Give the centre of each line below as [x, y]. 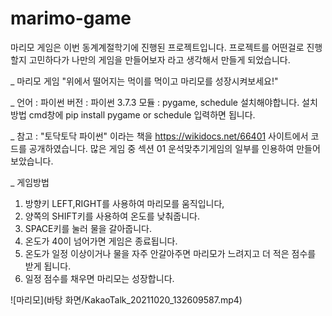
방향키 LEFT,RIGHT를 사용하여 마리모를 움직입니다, [124, 203]
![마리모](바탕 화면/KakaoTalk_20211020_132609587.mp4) [126, 299]
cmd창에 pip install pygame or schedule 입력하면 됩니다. [142, 114]
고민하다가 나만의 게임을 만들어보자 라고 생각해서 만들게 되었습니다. [159, 59]
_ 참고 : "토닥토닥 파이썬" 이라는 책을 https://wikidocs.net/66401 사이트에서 [159, 136]
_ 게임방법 [30, 182]
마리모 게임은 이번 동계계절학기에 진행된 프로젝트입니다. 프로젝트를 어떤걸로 [157, 47]
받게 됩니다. [48, 266]
